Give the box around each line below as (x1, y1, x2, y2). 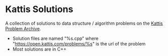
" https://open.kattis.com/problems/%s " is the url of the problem (12, 40, 146, 46)
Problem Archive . (5, 25, 41, 31)
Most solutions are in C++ (12, 46, 67, 52)
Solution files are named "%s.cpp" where (12, 35, 99, 41)
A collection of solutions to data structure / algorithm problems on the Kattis (5, 20, 163, 26)
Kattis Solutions (5, 4, 74, 15)
